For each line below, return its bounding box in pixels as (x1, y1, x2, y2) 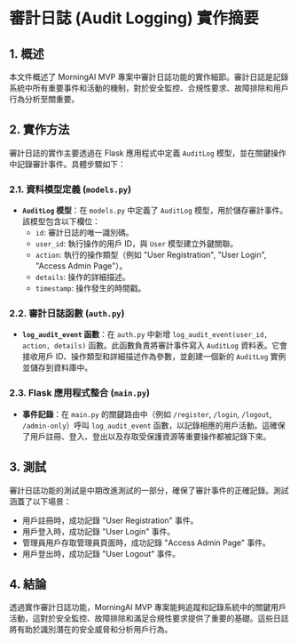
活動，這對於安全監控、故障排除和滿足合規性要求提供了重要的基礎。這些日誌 (9, 613, 289, 623)
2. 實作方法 (9, 122, 70, 138)
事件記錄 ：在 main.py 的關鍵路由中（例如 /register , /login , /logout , (21, 408, 272, 419)
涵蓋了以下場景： (9, 495, 72, 507)
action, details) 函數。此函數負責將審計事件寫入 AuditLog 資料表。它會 (21, 340, 288, 351)
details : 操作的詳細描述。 (35, 272, 130, 283)
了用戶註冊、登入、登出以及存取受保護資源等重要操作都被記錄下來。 (21, 430, 271, 441)
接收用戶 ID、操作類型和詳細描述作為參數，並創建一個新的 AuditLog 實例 (21, 351, 286, 362)
